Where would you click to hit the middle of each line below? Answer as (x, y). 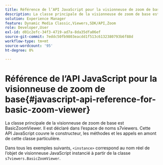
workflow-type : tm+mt (27, 41)
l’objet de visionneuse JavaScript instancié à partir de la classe (68, 153)
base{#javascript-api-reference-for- (81, 99)
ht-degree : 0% (19, 50)
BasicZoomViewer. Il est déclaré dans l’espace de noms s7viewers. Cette (78, 128)
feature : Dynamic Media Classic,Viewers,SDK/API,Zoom (61, 23)
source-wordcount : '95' (29, 46)
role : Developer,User (27, 28)
